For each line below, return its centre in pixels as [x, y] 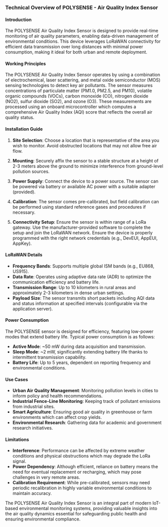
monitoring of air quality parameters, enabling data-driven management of [82, 36]
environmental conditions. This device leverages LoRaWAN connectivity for [83, 41]
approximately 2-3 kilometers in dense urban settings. [68, 293]
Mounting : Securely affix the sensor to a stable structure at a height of [86, 160]
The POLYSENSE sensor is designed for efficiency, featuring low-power [79, 331]
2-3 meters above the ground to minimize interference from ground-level [88, 166]
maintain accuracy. [32, 493]
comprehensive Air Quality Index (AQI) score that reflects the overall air [79, 112]
